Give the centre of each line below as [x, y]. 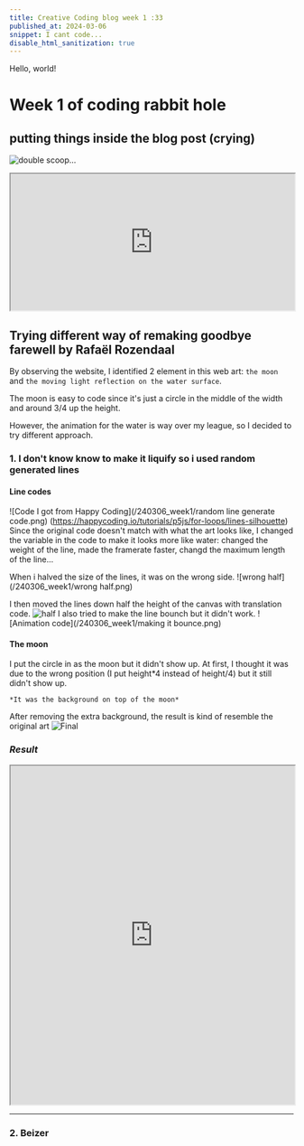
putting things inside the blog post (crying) [132, 138]
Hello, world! [33, 69]
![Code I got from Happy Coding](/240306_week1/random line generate [142, 512]
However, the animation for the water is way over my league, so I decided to [151, 426]
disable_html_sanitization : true [72, 43]
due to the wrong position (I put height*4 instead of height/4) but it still [141, 673]
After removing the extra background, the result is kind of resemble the [141, 717]
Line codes [30, 491]
